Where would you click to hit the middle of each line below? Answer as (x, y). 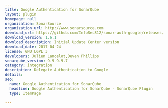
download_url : (20, 33)
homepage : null (21, 19)
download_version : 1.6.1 (31, 38)
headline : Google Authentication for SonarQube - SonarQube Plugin (81, 88)
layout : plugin (21, 14)
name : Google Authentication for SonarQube (55, 84)
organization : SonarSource (33, 24)
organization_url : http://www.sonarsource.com (54, 28)
